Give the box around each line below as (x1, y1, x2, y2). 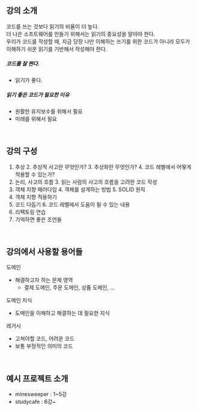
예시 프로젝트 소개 (6, 373, 68, 383)
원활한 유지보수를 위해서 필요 (14, 108, 83, 115)
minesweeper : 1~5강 (14, 391, 67, 398)
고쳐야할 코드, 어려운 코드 (14, 335, 75, 342)
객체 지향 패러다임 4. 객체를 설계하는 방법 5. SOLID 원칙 (14, 186, 145, 193)
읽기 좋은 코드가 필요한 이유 (6, 91, 70, 99)
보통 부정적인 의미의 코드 (14, 342, 73, 350)
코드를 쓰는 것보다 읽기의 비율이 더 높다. (6, 23, 99, 30)
